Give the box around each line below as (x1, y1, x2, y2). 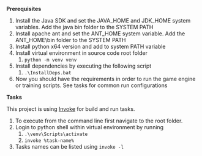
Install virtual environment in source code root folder (15, 49, 148, 57)
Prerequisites (6, 5, 42, 12)
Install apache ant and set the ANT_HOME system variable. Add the (15, 30, 185, 37)
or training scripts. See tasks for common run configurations (15, 82, 168, 89)
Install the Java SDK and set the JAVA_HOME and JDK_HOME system (15, 17, 191, 24)
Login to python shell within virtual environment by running (15, 124, 164, 130)
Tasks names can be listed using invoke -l (15, 143, 124, 150)
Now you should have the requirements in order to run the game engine (15, 76, 196, 82)
